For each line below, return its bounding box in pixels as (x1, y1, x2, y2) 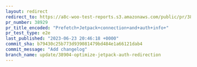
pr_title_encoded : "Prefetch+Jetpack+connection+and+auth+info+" (5, 24, 169, 31)
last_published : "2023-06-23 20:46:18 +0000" (5, 36, 119, 41)
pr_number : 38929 (5, 19, 48, 25)
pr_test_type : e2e (5, 30, 51, 36)
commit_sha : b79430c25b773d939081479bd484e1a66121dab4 (5, 41, 143, 47)
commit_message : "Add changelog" (5, 47, 88, 52)
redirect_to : (5, 14, 38, 20)
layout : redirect (5, 8, 48, 15)
